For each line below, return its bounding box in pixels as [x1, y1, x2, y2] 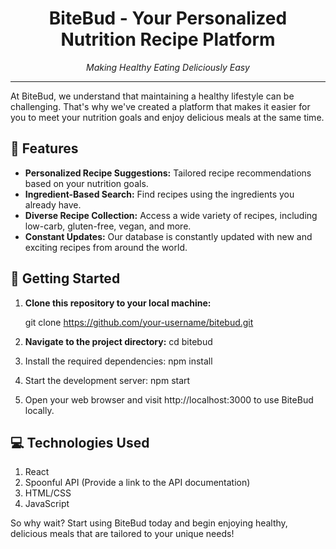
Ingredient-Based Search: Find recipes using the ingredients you [24, 188, 295, 200]
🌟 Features [10, 140, 79, 157]
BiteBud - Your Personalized [48, 7, 288, 30]
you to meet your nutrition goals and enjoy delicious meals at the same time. [10, 111, 325, 123]
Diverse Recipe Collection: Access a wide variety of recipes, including [24, 209, 318, 221]
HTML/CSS [24, 487, 72, 499]
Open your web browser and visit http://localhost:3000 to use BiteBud [24, 393, 314, 406]
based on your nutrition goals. [24, 177, 149, 189]
